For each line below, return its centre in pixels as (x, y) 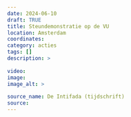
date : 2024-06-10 (32, 13)
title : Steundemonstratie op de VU (58, 26)
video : (17, 71)
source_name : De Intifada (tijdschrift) (66, 97)
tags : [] (20, 52)
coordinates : (26, 39)
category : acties (32, 45)
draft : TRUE (24, 20)
